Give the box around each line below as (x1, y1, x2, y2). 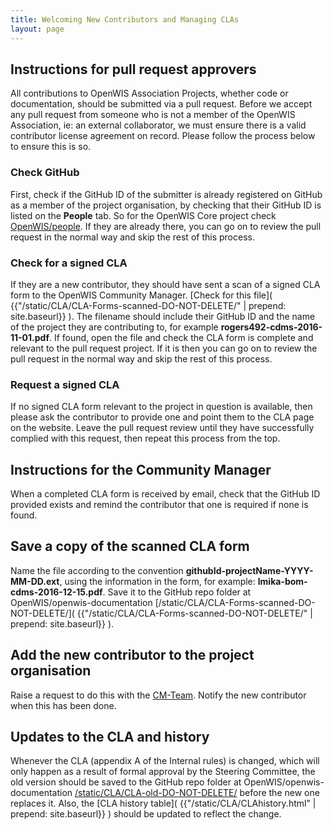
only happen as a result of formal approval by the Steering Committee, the (10, 766, 316, 778)
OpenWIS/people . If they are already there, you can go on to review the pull (10, 220, 322, 232)
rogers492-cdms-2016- (220, 321, 323, 333)
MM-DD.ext (10, 575, 60, 587)
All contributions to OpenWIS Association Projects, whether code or (10, 87, 289, 100)
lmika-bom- (257, 575, 308, 587)
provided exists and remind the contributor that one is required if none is (10, 499, 309, 511)
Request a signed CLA (10, 377, 120, 391)
